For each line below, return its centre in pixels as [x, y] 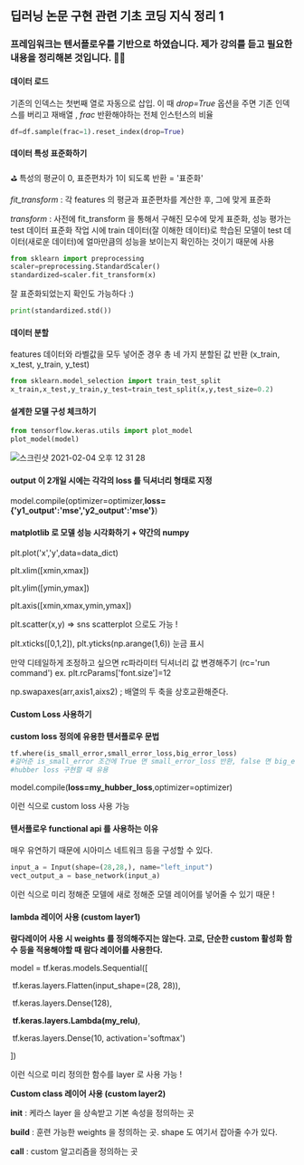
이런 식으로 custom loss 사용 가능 [70, 806]
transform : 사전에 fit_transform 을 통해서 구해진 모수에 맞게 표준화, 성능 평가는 [151, 218]
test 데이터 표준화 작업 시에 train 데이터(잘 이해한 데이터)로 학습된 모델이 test [146, 230]
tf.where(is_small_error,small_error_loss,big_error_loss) [124, 753]
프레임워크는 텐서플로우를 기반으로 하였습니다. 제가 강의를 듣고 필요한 [152, 44]
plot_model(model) [45, 439]
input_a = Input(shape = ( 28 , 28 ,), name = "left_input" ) [112, 868]
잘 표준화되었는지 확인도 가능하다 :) [72, 294]
